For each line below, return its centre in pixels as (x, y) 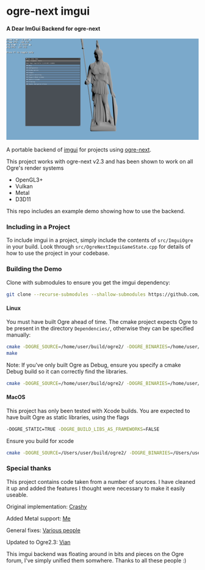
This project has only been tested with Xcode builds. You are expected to (98, 411)
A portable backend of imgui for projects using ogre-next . (79, 150)
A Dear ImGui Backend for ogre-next (53, 28)
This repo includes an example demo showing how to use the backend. (96, 211)
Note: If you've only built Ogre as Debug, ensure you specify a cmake (94, 365)
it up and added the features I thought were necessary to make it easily (96, 488)
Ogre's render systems (35, 168)
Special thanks (29, 469)
